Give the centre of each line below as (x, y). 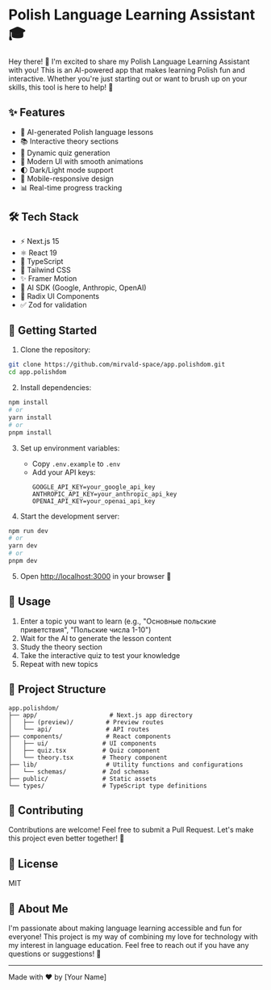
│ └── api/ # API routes (79, 729)
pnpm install (30, 432)
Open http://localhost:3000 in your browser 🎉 (96, 576)
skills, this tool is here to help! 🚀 (61, 87)
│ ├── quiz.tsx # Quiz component (84, 750)
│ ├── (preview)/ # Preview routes (86, 722)
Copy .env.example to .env (76, 464)
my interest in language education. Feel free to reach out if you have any (129, 945)
